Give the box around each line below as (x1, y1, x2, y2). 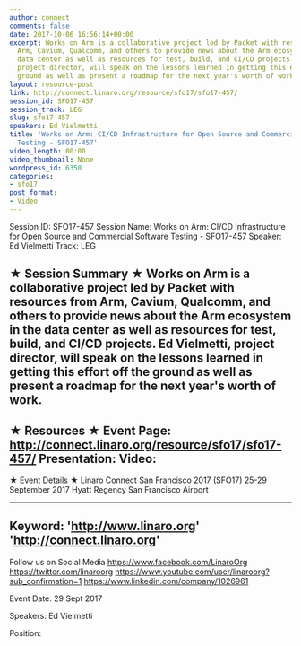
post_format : (9, 188, 58, 197)
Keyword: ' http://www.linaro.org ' (9, 519, 200, 534)
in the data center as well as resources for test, (9, 322, 277, 337)
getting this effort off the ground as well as (9, 364, 253, 380)
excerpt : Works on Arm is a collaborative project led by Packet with (9, 38, 279, 48)
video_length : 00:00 (9, 146, 87, 155)
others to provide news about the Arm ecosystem (9, 309, 292, 324)
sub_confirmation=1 (9, 575, 82, 586)
